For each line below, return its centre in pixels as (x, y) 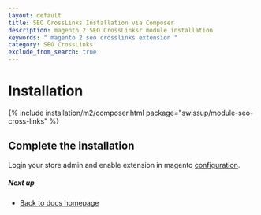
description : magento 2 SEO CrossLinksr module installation (111, 30)
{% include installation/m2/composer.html (76, 113)
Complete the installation (71, 146)
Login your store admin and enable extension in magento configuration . (124, 165)
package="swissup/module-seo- (199, 113)
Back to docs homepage (59, 202)
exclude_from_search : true (52, 52)
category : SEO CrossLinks (50, 45)
